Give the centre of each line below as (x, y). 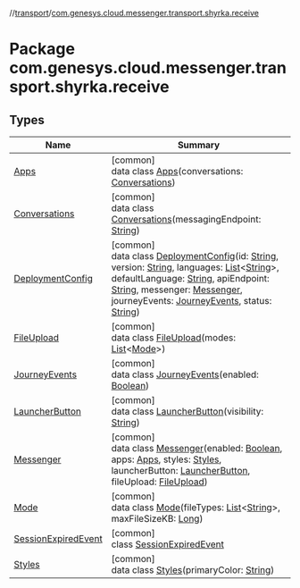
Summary (199, 145)
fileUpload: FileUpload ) (159, 482)
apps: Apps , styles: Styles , (167, 459)
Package (42, 49)
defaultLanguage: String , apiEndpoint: (190, 278)
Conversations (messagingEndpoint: (186, 219)
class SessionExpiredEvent (168, 544)
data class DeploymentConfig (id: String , (195, 256)
